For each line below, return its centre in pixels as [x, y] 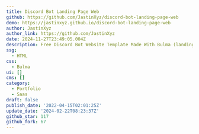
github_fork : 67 [26, 122]
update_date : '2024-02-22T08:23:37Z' [53, 111]
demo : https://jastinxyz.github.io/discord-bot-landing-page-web [88, 23]
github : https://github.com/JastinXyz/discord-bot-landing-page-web [92, 17]
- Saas [20, 94]
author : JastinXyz [29, 28]
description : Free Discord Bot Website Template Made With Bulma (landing [100, 45]
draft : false [22, 100]
